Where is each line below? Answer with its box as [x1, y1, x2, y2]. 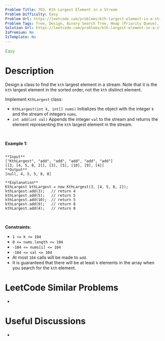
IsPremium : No [5, 30, 34, 35]
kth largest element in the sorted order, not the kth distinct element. [5, 86, 142, 92]
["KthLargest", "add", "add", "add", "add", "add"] [5, 158, 113, 164]
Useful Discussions [5, 315, 86, 327]
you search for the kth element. [12, 265, 76, 271]
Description [5, 65, 54, 77]
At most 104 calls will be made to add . [12, 254, 87, 260]
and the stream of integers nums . [12, 111, 78, 117]
